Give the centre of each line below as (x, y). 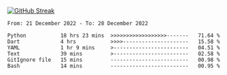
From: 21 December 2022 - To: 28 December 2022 (78, 24)
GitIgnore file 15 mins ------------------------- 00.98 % (113, 60)
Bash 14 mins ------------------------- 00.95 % (113, 66)
